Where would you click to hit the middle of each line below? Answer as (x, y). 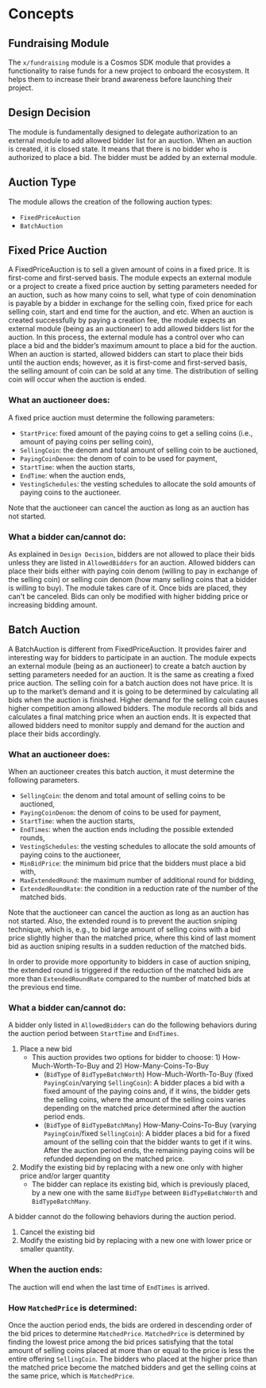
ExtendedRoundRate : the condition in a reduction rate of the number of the (139, 889)
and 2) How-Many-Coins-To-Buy (155, 1066)
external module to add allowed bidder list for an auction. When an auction (130, 140)
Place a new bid (46, 1049)
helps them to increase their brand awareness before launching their (120, 79)
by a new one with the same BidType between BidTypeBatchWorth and (145, 1193)
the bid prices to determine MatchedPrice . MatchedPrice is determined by (126, 1334)
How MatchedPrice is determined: (73, 1308)
